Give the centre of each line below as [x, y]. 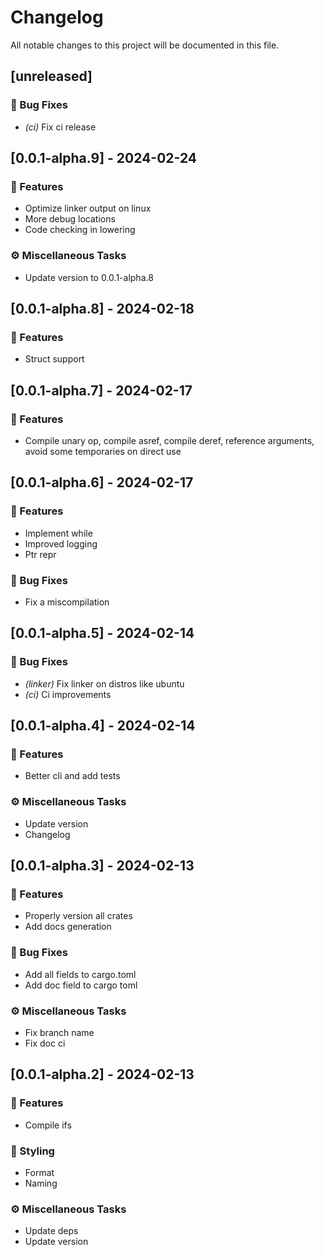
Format [39, 1172]
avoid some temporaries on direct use [103, 451]
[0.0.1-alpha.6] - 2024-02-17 [102, 482]
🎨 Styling [32, 1151]
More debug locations [70, 219]
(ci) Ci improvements [68, 694]
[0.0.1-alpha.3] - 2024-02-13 [102, 866]
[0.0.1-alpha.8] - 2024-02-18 [102, 309]
